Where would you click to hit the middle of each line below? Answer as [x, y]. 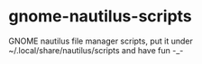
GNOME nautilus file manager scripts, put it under [101, 41]
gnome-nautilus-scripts [101, 16]
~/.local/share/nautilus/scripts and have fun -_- [96, 50]
